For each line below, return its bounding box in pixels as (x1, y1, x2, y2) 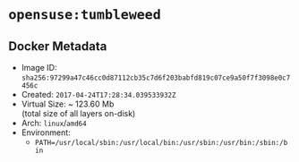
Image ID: (21, 63, 57, 72)
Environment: (21, 127, 71, 138)
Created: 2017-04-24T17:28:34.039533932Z (21, 90, 176, 99)
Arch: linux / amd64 (21, 118, 87, 128)
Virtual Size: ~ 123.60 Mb (21, 98, 115, 109)
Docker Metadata (8, 38, 107, 54)
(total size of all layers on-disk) (21, 108, 136, 118)
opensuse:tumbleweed (8, 6, 162, 23)
